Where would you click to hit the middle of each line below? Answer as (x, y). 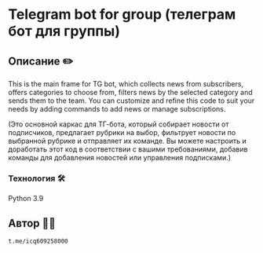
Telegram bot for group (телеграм (122, 15)
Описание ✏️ (41, 61)
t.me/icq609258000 (38, 241)
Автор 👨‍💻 (32, 223)
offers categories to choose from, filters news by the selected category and (130, 92)
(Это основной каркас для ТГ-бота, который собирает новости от (119, 124)
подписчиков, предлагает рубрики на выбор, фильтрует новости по (122, 132)
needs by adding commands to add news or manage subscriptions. (117, 109)
